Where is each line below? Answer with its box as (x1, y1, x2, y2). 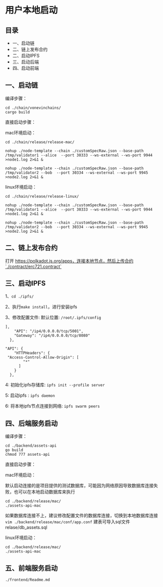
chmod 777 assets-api (5, 452, 50, 457)
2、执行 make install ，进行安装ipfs (5, 304, 77, 310)
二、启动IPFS (12, 53, 40, 58)
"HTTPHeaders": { (14, 350, 50, 356)
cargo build (5, 109, 30, 115)
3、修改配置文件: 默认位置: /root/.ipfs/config (5, 314, 101, 320)
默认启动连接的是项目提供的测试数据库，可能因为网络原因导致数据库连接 (5, 483, 154, 489)
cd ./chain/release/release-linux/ (5, 194, 79, 199)
